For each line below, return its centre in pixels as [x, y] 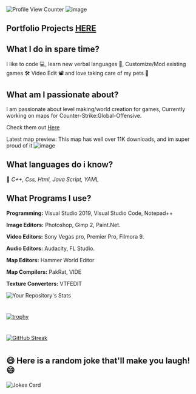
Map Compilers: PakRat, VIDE [44, 272]
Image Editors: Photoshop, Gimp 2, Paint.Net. [63, 225]
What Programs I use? [49, 198]
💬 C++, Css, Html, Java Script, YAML [52, 179]
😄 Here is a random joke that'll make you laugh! [98, 361]
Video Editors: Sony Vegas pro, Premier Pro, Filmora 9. [75, 236]
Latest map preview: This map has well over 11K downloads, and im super [98, 139]
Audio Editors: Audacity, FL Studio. [51, 248]
